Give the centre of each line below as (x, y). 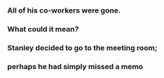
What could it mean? (43, 29)
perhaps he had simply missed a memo (75, 66)
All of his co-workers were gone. (64, 10)
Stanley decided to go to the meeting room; (82, 47)
